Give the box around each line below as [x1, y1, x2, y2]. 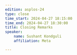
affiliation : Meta [14, 39, 51, 43]
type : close [5, 12, 29, 16]
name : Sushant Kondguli [14, 34, 62, 39]
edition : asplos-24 [5, 7, 45, 12]
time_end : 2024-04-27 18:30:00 [5, 20, 68, 26]
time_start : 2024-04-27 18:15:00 [5, 16, 73, 21]
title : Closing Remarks [5, 25, 53, 30]
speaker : [5, 29, 23, 34]
